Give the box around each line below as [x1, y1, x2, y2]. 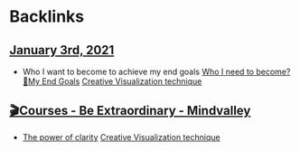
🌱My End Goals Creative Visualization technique [22, 76, 202, 87]
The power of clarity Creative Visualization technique [22, 131, 220, 142]
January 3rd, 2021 [9, 42, 115, 58]
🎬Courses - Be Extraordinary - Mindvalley [9, 103, 251, 118]
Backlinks [9, 6, 85, 27]
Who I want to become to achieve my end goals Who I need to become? [22, 66, 291, 77]
